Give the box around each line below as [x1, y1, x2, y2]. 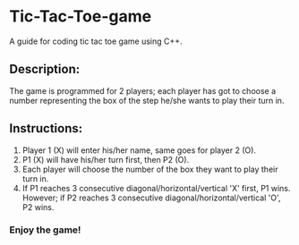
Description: [9, 62, 81, 77]
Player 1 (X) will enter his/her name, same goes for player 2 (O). [21, 145, 257, 156]
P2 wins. [21, 201, 55, 212]
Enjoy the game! [9, 224, 81, 236]
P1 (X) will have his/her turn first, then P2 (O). [21, 154, 190, 165]
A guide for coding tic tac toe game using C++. [9, 36, 183, 46]
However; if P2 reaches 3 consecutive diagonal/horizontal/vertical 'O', [21, 192, 281, 203]
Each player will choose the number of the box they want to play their [21, 164, 278, 174]
